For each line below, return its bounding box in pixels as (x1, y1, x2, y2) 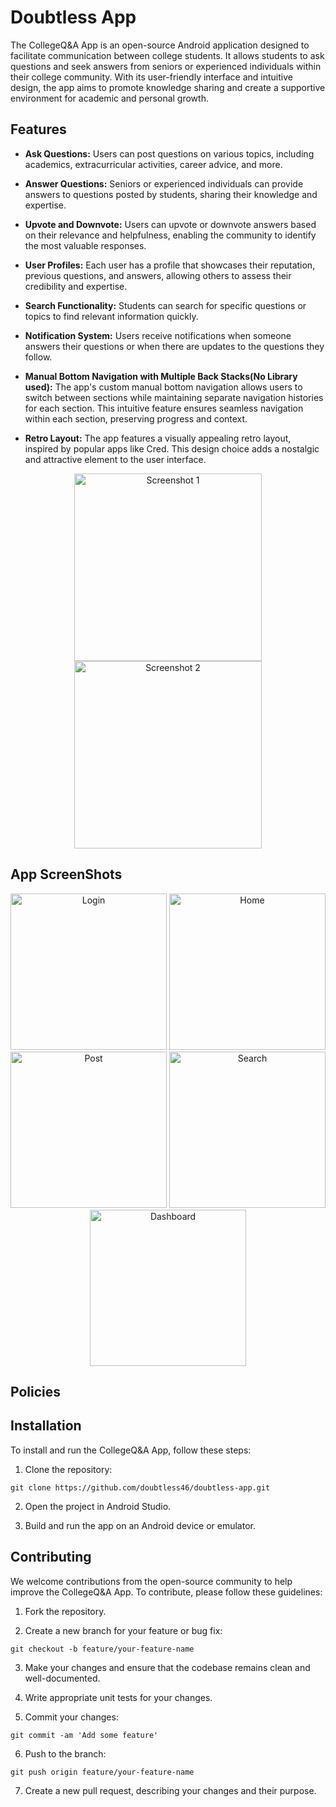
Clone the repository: (24, 1463, 113, 1475)
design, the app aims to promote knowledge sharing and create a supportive (10, 81, 326, 93)
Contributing (10, 1549, 92, 1566)
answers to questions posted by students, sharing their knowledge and (24, 188, 318, 200)
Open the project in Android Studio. (24, 1500, 172, 1512)
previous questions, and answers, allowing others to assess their (24, 269, 292, 281)
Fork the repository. (24, 1605, 107, 1617)
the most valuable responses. (24, 239, 147, 251)
